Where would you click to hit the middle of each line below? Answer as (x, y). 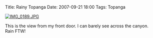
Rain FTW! (15, 31)
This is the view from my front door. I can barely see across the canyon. (77, 26)
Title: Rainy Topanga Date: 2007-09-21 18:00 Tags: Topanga (65, 7)
